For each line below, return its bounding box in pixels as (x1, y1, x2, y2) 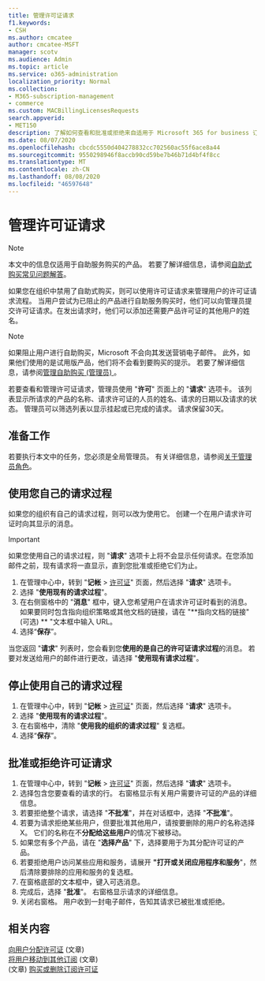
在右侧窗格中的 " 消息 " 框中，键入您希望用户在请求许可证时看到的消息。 (19, 597, 252, 607)
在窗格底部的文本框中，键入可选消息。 (19, 877, 144, 886)
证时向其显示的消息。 (8, 519, 77, 528)
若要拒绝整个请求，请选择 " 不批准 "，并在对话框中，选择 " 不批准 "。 (19, 808, 237, 817)
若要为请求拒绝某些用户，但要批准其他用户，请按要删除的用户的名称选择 (19, 818, 255, 827)
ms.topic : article (8, 63, 69, 71)
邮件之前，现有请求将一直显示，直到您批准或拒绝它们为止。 (8, 561, 202, 570)
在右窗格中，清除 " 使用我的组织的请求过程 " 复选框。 (19, 721, 189, 730)
